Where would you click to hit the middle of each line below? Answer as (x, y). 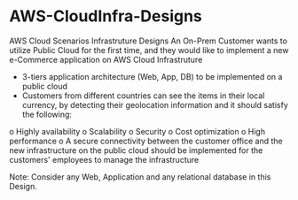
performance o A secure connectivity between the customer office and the (146, 141)
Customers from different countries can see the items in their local (143, 96)
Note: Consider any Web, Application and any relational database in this (140, 177)
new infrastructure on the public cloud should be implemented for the (136, 150)
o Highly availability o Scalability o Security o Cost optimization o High (137, 131)
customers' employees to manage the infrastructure (104, 159)
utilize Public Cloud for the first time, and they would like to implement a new (149, 50)
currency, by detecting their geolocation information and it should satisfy (155, 104)
